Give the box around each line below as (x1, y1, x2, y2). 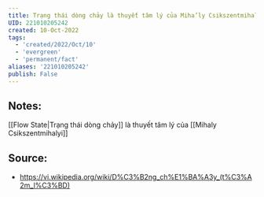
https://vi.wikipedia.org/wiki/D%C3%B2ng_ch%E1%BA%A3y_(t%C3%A (19, 173, 253, 182)
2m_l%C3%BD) (19, 180, 71, 190)
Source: (8, 151, 48, 165)
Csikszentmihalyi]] (8, 128, 68, 138)
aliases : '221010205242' (8, 63, 90, 71)
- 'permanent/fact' (15, 56, 79, 64)
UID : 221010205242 (8, 19, 68, 27)
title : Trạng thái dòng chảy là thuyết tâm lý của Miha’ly (8, 11, 206, 20)
